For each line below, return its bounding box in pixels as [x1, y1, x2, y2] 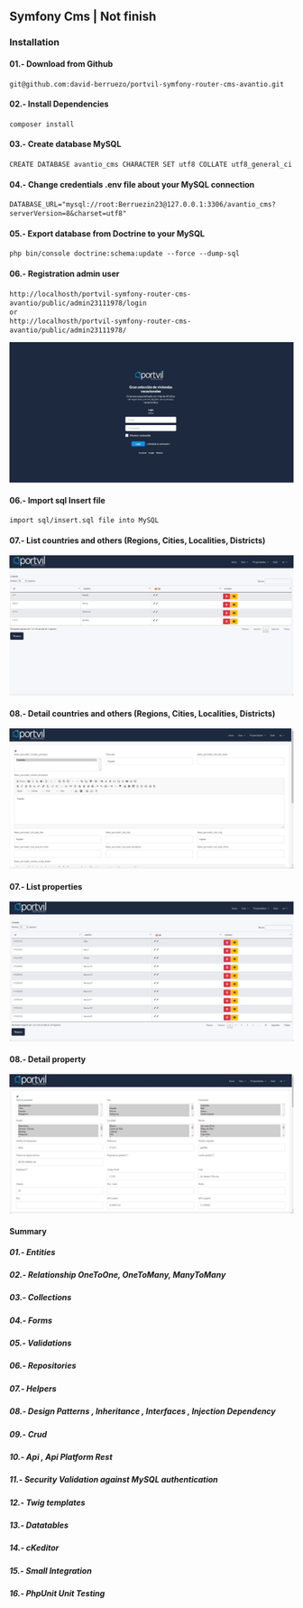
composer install [9, 119, 75, 129]
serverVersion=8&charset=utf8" [9, 209, 127, 218]
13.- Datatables [9, 1520, 69, 1530]
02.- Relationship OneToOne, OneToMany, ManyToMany [9, 1269, 226, 1280]
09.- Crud [9, 1428, 48, 1439]
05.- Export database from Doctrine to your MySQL [9, 227, 206, 239]
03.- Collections [9, 1292, 72, 1303]
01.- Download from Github [9, 58, 114, 69]
